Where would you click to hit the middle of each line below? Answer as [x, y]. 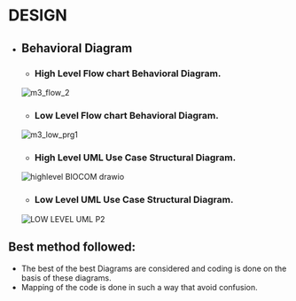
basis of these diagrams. [66, 278]
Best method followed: [72, 247]
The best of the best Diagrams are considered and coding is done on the [154, 268]
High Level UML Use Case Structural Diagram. [135, 158]
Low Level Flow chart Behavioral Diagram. [126, 115]
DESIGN [38, 15]
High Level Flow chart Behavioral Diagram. [128, 73]
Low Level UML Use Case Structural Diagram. [134, 200]
